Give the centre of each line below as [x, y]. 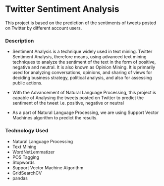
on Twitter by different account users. [44, 28]
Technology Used [27, 131]
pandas [20, 178]
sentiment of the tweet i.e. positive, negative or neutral [68, 103]
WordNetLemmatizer [33, 152]
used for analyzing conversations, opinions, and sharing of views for [82, 73]
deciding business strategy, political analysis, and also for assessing [82, 78]
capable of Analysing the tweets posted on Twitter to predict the [78, 98]
